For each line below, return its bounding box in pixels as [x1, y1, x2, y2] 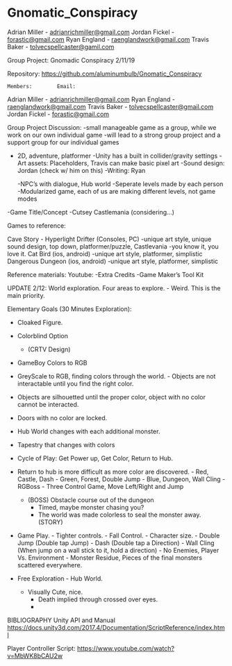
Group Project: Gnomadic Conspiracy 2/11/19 [7, 56, 135, 64]
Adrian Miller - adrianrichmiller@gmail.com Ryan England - [7, 95, 176, 103]
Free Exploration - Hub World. [17, 574, 103, 583]
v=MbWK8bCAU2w [7, 651, 63, 660]
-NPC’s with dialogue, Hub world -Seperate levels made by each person [17, 179, 224, 188]
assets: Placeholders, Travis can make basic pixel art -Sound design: [27, 158, 225, 167]
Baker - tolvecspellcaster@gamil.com [7, 42, 115, 51]
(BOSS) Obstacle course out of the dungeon [27, 495, 154, 504]
